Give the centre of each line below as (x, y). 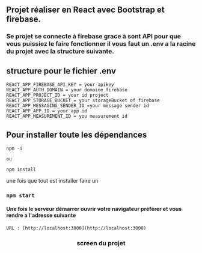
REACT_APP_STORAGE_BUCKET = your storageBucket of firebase (83, 101)
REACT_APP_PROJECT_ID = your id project (58, 96)
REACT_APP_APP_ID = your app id (47, 111)
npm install (21, 169)
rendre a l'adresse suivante (41, 215)
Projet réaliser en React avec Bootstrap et (85, 10)
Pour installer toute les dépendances (77, 135)
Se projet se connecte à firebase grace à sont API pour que (94, 37)
